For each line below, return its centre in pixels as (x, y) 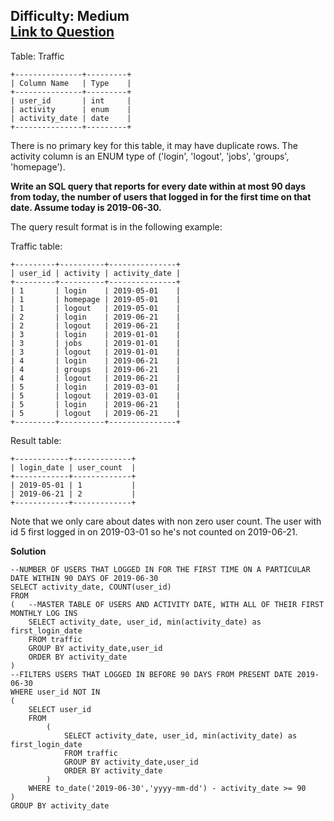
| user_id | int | (71, 100)
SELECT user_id (60, 709)
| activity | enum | (71, 109)
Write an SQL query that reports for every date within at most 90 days (158, 186)
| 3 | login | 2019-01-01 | (96, 334)
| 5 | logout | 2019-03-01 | (96, 395)
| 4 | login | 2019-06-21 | (96, 360)
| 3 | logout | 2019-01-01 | (96, 352)
